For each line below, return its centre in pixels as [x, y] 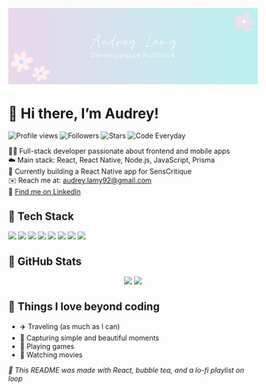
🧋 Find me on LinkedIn [45, 192]
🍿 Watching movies [51, 355]
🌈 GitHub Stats [45, 262]
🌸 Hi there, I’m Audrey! [84, 114]
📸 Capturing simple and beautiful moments [89, 338]
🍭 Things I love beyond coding [84, 307]
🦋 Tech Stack [41, 217]
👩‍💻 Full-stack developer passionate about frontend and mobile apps [119, 151]
